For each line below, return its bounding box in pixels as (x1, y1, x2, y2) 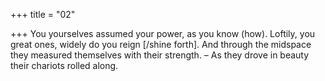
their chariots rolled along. (10, 60, 119, 71)
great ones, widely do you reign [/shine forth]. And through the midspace (10, 39, 312, 50)
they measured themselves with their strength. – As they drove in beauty (10, 49, 310, 61)
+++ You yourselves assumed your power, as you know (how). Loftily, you (10, 28, 316, 39)
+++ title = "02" (10, 9, 76, 20)
